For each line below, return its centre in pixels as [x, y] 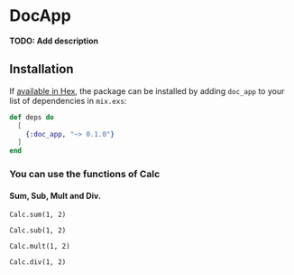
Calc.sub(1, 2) [38, 231]
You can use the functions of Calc [85, 175]
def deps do [32, 117]
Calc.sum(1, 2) [38, 215]
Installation [41, 69]
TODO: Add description [54, 41]
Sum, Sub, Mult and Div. [55, 195]
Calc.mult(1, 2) [40, 247]
